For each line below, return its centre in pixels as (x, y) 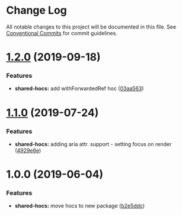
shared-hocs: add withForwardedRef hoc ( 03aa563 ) (79, 88)
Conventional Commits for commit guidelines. (62, 33)
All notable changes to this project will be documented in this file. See (91, 27)
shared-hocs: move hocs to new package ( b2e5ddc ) (80, 206)
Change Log (36, 10)
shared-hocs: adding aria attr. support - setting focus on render (93, 144)
